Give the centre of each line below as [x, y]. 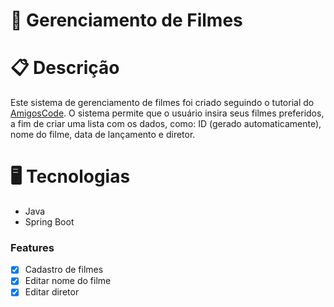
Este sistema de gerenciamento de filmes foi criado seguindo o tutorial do [162, 103]
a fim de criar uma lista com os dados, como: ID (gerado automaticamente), [166, 124]
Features [32, 247]
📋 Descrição [65, 68]
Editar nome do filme [68, 281]
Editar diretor [52, 292]
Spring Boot [49, 222]
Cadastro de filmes [64, 270]
